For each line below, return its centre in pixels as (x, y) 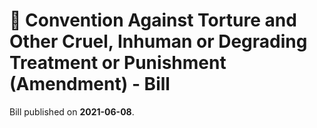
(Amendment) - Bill (90, 84)
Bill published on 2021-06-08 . (72, 111)
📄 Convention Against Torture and (153, 20)
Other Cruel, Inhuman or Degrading (158, 41)
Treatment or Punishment (118, 63)
